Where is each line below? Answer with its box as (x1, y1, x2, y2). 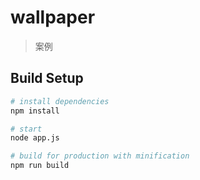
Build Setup (10, 70, 84, 87)
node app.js (10, 133, 60, 143)
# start (10, 124, 43, 134)
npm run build (10, 161, 70, 171)
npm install (10, 106, 60, 116)
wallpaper (10, 6, 96, 29)
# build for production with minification (10, 151, 190, 161)
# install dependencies (10, 96, 110, 106)
